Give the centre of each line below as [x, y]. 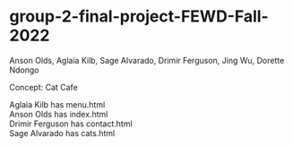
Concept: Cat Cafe [43, 87]
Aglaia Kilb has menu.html [57, 104]
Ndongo [24, 70]
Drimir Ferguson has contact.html [71, 124]
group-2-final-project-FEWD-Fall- [139, 17]
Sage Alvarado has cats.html [62, 133]
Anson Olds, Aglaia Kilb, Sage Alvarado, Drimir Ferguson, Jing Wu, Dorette [147, 60]
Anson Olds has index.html [59, 114]
